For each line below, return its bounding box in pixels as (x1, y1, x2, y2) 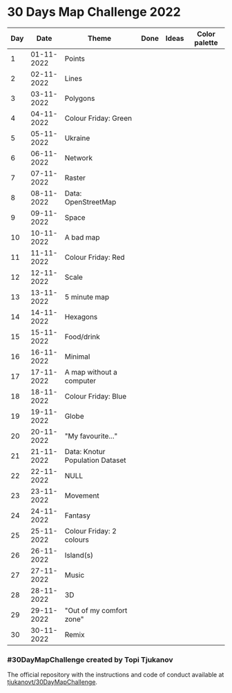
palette (194, 37, 218, 47)
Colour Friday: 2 (64, 526, 117, 535)
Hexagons (64, 312, 98, 321)
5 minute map (64, 292, 110, 301)
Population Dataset (64, 455, 126, 465)
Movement (64, 491, 99, 500)
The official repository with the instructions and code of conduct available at (7, 671, 224, 679)
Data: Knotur (64, 446, 106, 456)
